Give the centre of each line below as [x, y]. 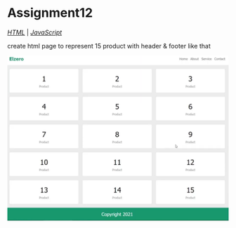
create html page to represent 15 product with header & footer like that [109, 46]
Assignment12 [50, 13]
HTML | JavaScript [35, 32]
